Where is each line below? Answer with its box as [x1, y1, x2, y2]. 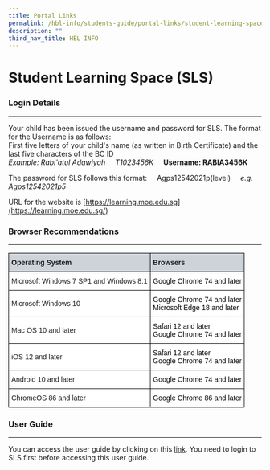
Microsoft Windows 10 [11, 299, 80, 309]
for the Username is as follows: [8, 132, 112, 141]
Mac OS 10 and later [11, 326, 76, 335]
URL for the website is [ [8, 197, 86, 206]
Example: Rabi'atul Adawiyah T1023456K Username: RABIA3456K [8, 157, 248, 167]
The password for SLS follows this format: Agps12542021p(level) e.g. [8, 173, 253, 182]
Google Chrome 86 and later [152, 394, 243, 403]
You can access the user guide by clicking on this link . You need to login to [8, 444, 256, 454]
